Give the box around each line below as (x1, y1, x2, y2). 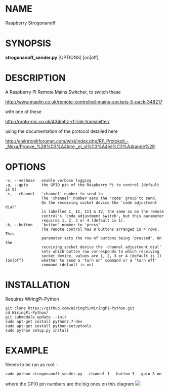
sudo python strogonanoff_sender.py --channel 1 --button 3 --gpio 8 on (5, 371, 162, 376)
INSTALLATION (5, 279, 70, 291)
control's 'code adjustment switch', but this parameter (41, 213, 164, 219)
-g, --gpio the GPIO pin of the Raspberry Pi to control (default (5, 182, 159, 188)
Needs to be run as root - (5, 361, 58, 368)
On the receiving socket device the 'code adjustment (41, 200, 157, 205)
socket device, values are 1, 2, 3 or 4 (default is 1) (41, 253, 162, 259)
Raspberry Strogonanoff (5, 20, 56, 26)
